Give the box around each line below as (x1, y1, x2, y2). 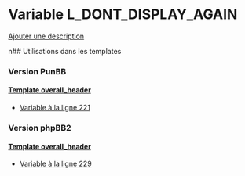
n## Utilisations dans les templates (8, 46, 122, 56)
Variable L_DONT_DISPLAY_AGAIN (8, 5, 238, 23)
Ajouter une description (8, 31, 85, 41)
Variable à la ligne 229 (19, 159, 92, 169)
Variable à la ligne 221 (19, 103, 90, 113)
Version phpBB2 (8, 122, 72, 133)
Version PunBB (8, 66, 67, 77)
